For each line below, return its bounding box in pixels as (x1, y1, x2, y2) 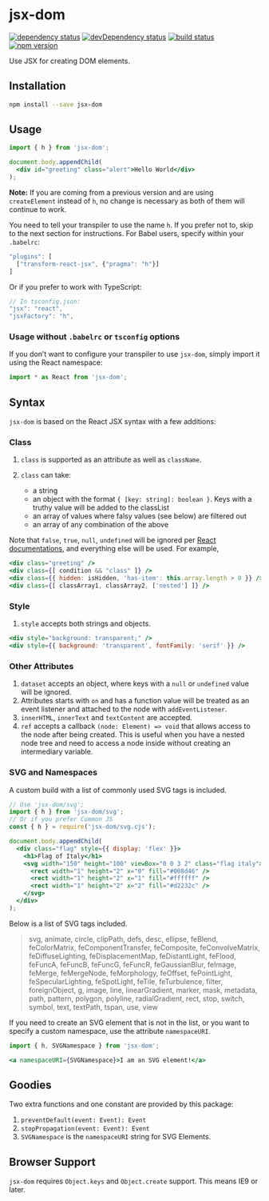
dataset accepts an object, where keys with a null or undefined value (20, 679, 250, 689)
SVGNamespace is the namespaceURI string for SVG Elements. (20, 1132, 212, 1142)
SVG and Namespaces (9, 767, 98, 778)
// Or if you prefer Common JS (9, 815, 113, 823)
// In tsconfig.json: (9, 298, 81, 306)
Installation (9, 79, 66, 93)
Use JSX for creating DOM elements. (9, 56, 131, 66)
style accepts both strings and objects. (20, 619, 151, 629)
